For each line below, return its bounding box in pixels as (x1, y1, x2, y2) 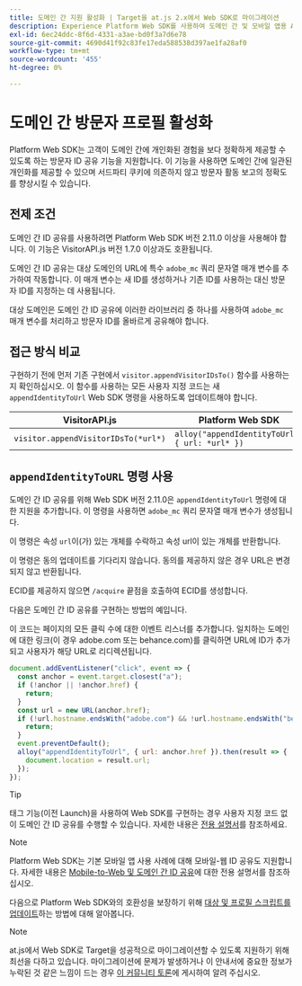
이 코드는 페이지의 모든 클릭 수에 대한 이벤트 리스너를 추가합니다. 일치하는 (9, 624, 266, 635)
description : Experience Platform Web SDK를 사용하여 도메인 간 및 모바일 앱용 (9, 22, 288, 31)
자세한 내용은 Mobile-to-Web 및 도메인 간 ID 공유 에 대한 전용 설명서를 (21, 866, 267, 877)
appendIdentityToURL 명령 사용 (9, 468, 173, 484)
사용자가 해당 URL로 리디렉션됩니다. (25, 646, 153, 657)
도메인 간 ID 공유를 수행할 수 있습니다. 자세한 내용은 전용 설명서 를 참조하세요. (18, 819, 288, 830)
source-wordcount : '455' (9, 55, 102, 64)
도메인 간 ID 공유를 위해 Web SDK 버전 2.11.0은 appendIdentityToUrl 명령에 (9, 494, 278, 505)
